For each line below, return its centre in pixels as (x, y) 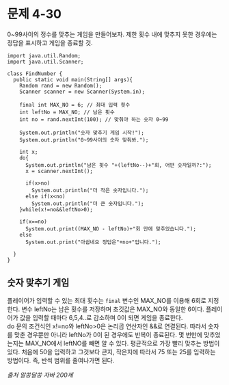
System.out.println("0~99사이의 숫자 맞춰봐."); (84, 140)
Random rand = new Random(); (61, 85)
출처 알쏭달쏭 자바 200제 (40, 375)
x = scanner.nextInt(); (59, 171)
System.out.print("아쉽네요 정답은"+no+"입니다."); (93, 242)
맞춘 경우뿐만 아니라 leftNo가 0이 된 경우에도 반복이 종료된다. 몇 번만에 (108, 334)
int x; (29, 152)
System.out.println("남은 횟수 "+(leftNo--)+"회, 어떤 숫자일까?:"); (118, 165)
